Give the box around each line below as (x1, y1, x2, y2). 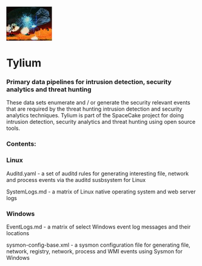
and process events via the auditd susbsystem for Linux (6, 176, 146, 183)
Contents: (6, 140, 36, 148)
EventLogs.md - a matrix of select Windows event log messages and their (6, 223, 191, 230)
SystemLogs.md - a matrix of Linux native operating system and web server (6, 188, 196, 195)
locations (6, 230, 29, 236)
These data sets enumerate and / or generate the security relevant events (6, 99, 190, 106)
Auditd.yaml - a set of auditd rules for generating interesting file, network (6, 170, 189, 177)
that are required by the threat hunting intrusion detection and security (6, 105, 183, 112)
